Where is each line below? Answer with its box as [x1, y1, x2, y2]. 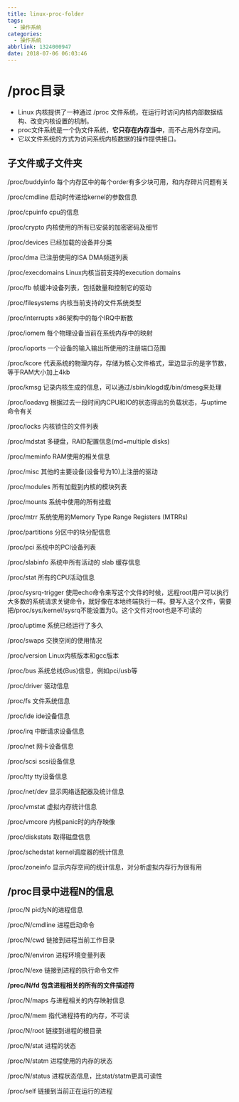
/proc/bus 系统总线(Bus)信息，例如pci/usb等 [7, 666, 138, 675]
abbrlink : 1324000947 [7, 43, 72, 50]
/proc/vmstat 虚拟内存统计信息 [7, 802, 97, 811]
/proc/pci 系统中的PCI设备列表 [7, 542, 96, 551]
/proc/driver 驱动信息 [7, 681, 70, 690]
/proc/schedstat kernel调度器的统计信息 [7, 847, 124, 856]
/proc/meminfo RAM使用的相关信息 [7, 452, 110, 461]
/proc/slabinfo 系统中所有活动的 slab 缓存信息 [7, 557, 141, 566]
